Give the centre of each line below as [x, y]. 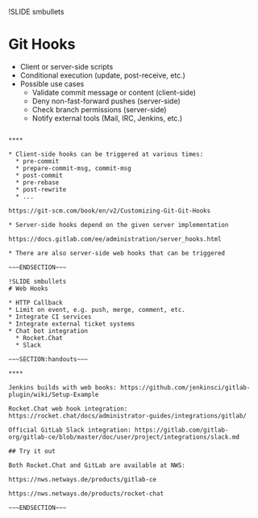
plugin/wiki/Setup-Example [54, 394]
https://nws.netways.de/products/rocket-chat [86, 493]
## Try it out [32, 451]
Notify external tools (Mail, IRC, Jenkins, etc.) [107, 118]
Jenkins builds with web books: [62, 387]
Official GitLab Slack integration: [70, 430]
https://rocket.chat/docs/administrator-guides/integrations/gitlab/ [128, 415]
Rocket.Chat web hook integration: [68, 409]
